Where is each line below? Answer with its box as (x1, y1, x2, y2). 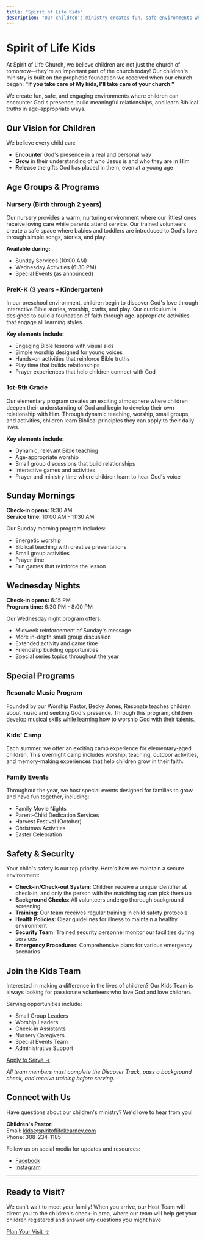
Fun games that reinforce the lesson (15, 563, 106, 570)
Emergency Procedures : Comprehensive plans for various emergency (15, 941, 193, 949)
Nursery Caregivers (15, 1032, 65, 1039)
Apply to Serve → (6, 1057, 51, 1064)
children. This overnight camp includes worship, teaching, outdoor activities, (6, 751, 199, 759)
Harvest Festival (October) (15, 818, 82, 825)
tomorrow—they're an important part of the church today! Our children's (6, 68, 188, 75)
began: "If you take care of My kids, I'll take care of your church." (6, 81, 175, 88)
